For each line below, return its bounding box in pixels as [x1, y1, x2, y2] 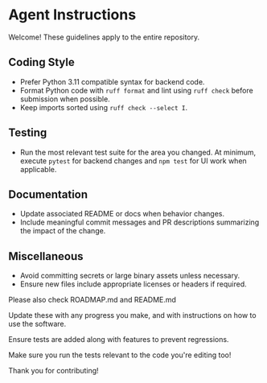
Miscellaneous [8, 249, 84, 263]
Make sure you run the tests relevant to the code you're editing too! [8, 350, 232, 360]
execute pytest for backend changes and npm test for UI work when [19, 155, 247, 166]
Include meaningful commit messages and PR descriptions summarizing [19, 217, 260, 227]
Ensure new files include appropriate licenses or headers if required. [19, 279, 247, 289]
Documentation [8, 187, 88, 201]
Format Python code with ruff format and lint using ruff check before [19, 85, 253, 95]
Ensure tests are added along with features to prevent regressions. [8, 335, 229, 344]
